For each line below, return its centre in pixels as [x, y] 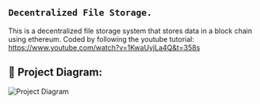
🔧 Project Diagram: [55, 72]
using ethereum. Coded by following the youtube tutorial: [101, 39]
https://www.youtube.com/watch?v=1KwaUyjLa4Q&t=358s [104, 47]
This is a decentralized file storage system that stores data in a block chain [130, 31]
